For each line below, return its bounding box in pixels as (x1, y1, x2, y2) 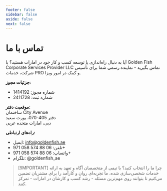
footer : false (5, 7, 35, 12)
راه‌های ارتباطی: (5, 130, 35, 136)
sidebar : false (5, 12, 37, 17)
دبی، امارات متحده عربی (5, 120, 51, 126)
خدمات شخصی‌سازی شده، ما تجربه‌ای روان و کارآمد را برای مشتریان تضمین (17, 170, 159, 176)
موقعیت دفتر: (5, 104, 31, 110)
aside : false (5, 16, 33, 21)
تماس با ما (5, 43, 43, 54)
